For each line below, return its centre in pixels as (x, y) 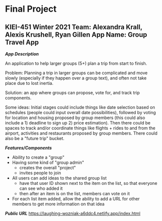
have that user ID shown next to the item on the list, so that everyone (88, 183)
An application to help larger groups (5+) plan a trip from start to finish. (76, 63)
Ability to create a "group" (38, 157)
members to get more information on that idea (58, 204)
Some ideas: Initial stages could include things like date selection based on (80, 107)
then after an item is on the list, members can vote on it (74, 193)
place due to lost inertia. (29, 83)
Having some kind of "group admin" (48, 162)
